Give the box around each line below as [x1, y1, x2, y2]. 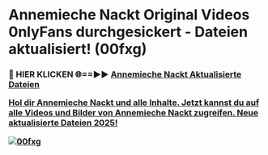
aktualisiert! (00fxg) [8, 40, 147, 58]
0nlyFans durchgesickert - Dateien [8, 23, 249, 41]
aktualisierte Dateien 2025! [8, 117, 118, 128]
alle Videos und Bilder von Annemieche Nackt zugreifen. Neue [8, 107, 259, 119]
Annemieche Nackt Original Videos [8, 6, 250, 24]
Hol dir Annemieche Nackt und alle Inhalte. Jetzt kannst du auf [8, 97, 260, 108]
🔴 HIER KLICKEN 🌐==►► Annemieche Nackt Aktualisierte [8, 69, 242, 80]
